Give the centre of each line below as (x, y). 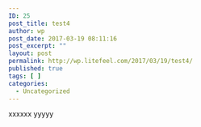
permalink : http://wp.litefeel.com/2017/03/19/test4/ (101, 61)
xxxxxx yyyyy (31, 114)
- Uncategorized (43, 91)
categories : (28, 83)
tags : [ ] (25, 76)
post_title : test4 (39, 23)
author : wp (27, 31)
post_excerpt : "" (38, 46)
